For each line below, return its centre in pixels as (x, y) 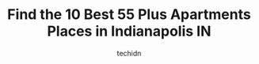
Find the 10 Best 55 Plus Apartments (129, 15)
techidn (129, 53)
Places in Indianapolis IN (129, 31)
